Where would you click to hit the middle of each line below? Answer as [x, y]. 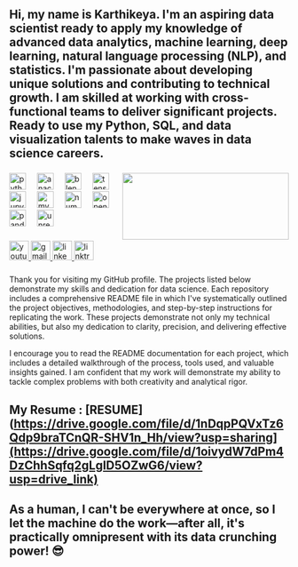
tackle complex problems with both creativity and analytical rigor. [129, 382]
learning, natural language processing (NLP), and [148, 56]
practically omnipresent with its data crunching [143, 537]
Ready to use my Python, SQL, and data [121, 126]
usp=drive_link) [54, 479]
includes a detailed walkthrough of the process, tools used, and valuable [142, 363]
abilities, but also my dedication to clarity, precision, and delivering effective [148, 327]
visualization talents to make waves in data [130, 140]
